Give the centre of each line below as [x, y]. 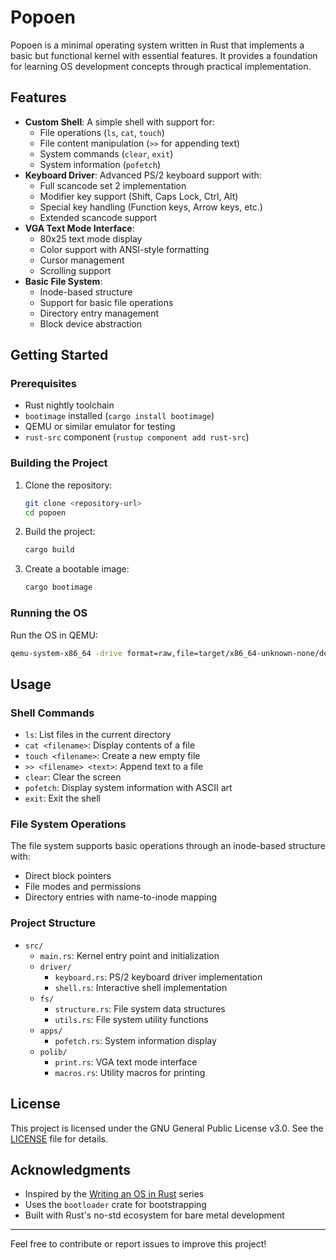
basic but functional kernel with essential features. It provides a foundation [164, 55]
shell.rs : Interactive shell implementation [141, 987]
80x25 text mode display [91, 238]
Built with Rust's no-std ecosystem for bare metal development [154, 1215]
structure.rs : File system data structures [140, 1008]
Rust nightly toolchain [69, 405]
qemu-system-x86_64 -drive [66, 653]
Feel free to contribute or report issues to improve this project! [138, 1244]
